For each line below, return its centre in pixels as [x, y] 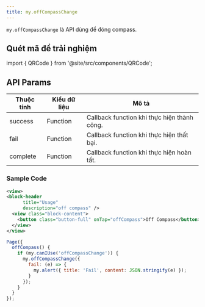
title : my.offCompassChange [42, 12]
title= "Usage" [41, 203]
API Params [29, 82]
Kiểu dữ [64, 99]
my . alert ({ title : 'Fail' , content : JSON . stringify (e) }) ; [110, 270]
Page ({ [15, 242]
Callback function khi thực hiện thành [140, 118]
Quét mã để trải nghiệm [52, 49]
